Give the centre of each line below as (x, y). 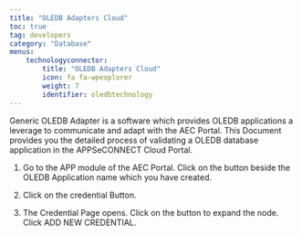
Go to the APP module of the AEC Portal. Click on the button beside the (156, 167)
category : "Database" (51, 43)
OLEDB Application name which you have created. (117, 177)
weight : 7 (61, 86)
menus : (22, 52)
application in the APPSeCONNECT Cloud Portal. (101, 150)
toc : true (28, 27)
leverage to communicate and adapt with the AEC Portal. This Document (146, 130)
